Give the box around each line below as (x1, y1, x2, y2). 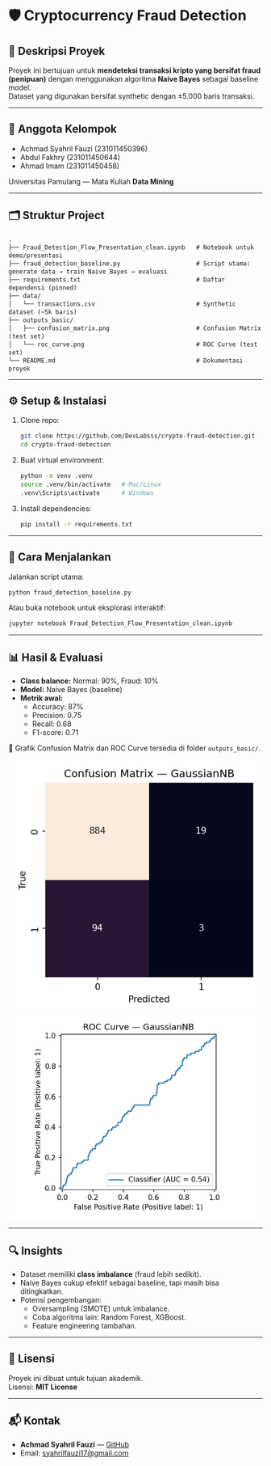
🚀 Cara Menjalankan (8, 551, 111, 564)
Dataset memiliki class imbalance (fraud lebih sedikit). (19, 1270, 202, 1279)
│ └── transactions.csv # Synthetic (8, 300, 236, 308)
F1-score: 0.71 (31, 728, 79, 737)
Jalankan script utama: (8, 572, 85, 581)
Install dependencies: (19, 503, 92, 513)
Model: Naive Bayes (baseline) (19, 685, 123, 695)
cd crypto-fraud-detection (19, 441, 111, 449)
